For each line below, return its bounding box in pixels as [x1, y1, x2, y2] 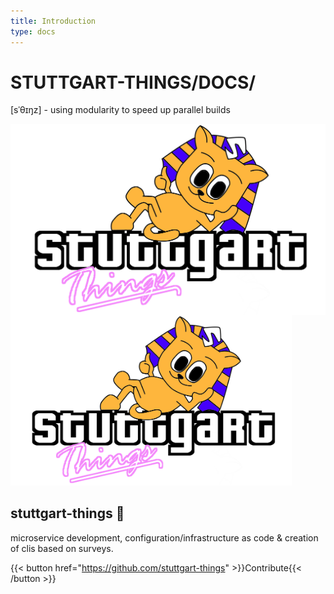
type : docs [10, 26, 56, 37]
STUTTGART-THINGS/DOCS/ [10, 71, 257, 94]
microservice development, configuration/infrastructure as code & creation [10, 531, 319, 544]
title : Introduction [10, 16, 97, 26]
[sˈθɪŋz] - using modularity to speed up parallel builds [10, 104, 231, 116]
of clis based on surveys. [10, 542, 114, 554]
